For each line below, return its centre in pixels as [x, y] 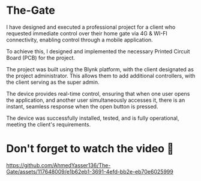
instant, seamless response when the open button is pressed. [82, 106]
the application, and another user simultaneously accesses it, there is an [96, 100]
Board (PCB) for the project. [41, 58]
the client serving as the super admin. [53, 82]
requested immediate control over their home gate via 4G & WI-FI [87, 33]
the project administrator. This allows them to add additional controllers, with [101, 76]
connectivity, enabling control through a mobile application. [79, 40]
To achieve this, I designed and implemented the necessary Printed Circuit [98, 51]
